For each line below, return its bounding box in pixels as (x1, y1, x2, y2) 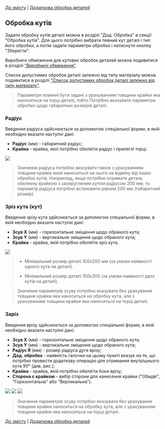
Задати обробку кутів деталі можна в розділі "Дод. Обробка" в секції (5, 32, 152, 38)
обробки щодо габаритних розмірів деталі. (17, 102, 108, 108)
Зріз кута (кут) (5, 203, 42, 210)
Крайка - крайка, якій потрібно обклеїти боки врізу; (12, 368, 123, 374)
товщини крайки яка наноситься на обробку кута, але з (17, 293, 134, 299)
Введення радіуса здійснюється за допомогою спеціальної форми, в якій (5, 126, 160, 132)
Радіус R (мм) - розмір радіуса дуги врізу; (12, 347, 102, 353)
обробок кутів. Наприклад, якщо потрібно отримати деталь (17, 175, 143, 181)
